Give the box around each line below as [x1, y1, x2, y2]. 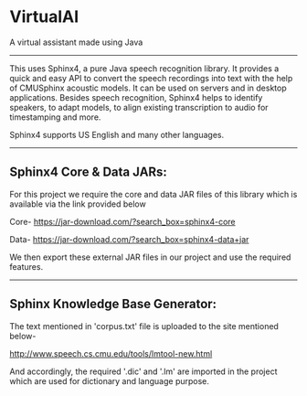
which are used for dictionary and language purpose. [9, 375, 210, 386]
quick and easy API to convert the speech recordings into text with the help [9, 72, 293, 83]
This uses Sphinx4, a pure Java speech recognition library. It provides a [9, 62, 280, 74]
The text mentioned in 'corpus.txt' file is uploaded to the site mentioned [9, 320, 279, 331]
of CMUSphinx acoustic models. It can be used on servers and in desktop [9, 82, 288, 93]
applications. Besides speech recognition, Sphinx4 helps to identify [9, 91, 263, 102]
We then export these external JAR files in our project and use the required [9, 252, 291, 262]
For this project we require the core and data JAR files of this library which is [9, 188, 298, 199]
